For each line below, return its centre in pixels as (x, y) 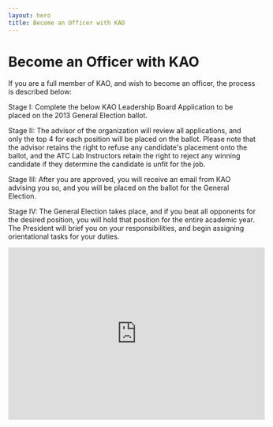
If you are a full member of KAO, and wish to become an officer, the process (132, 84)
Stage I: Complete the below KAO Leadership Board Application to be (121, 107)
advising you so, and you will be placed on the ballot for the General (119, 188)
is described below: (40, 92)
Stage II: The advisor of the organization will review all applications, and (125, 131)
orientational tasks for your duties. (64, 236)
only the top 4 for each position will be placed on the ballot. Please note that (132, 139)
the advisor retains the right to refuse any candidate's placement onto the (128, 147)
